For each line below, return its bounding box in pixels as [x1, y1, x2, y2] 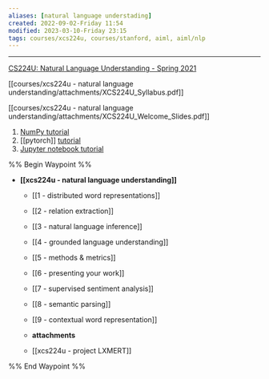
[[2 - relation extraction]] [31, 206, 114, 216]
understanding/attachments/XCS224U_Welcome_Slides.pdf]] [8, 111, 210, 121]
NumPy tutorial [19, 127, 70, 137]
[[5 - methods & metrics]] [31, 253, 116, 263]
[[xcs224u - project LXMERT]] [31, 346, 132, 356]
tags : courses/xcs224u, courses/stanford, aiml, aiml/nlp [8, 34, 206, 42]
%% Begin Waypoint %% [8, 159, 92, 169]
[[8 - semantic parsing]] [31, 300, 111, 309]
